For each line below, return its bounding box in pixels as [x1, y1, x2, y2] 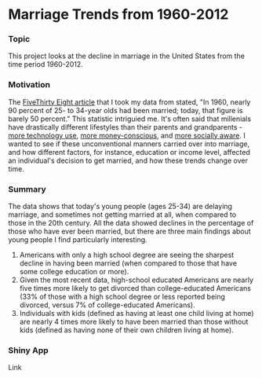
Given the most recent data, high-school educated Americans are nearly [19, 275, 253, 284]
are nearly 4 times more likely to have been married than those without [19, 317, 249, 327]
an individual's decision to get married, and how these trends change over [8, 156, 249, 165]
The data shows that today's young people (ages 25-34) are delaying [8, 202, 233, 211]
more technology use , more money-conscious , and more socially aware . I [8, 130, 246, 140]
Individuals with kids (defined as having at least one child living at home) [19, 309, 254, 318]
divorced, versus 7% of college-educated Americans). [19, 300, 195, 310]
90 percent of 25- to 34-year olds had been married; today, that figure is [8, 105, 243, 115]
